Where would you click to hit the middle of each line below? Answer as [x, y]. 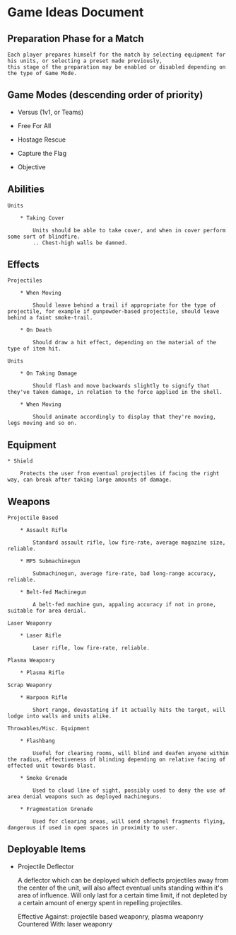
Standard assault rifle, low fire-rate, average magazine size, [129, 543]
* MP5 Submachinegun [50, 561]
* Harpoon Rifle [44, 698]
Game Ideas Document [76, 12]
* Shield [20, 461]
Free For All [34, 125]
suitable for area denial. [47, 611]
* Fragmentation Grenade [57, 809]
